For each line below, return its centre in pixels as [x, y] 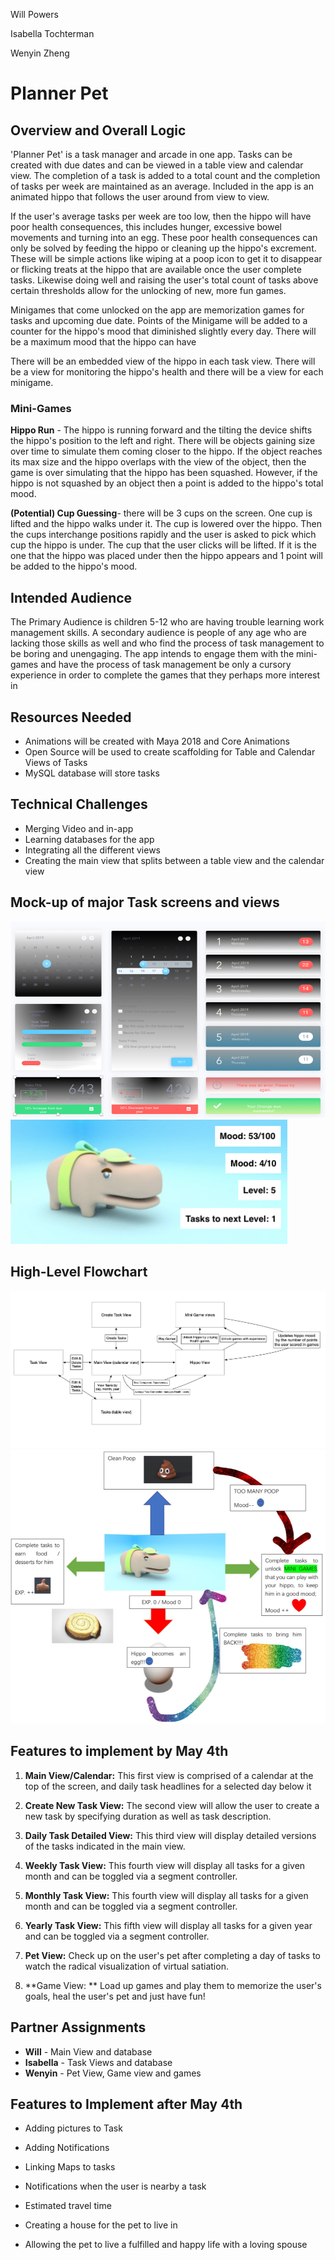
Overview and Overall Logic [98, 130]
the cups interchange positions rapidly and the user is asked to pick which [163, 535]
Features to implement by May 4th [119, 1751]
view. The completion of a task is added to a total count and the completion [165, 175]
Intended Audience [71, 597]
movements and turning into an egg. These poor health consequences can [164, 237]
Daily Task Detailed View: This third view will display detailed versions [170, 1835]
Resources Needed [71, 717]
